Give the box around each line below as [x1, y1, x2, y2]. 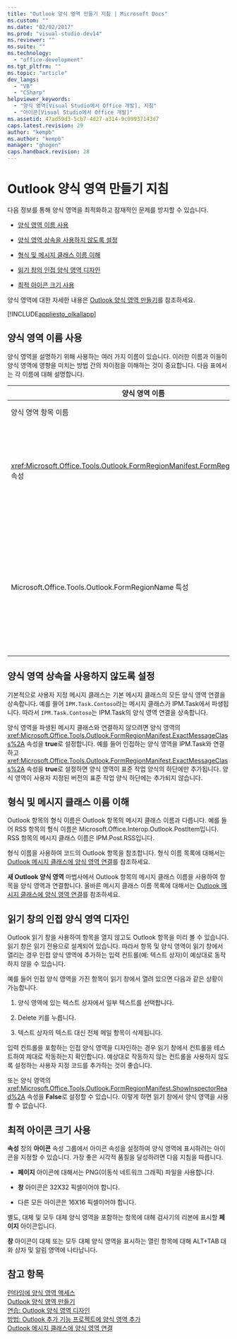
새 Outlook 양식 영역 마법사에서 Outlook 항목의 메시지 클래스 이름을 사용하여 [7, 873, 219, 881]
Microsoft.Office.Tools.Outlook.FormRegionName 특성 [11, 582, 189, 592]
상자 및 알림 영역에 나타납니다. [14, 1246, 98, 1254]
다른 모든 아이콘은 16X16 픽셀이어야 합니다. [17, 1198, 136, 1206]
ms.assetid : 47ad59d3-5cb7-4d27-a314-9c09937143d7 [7, 115, 159, 122]
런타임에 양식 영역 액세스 [7, 1288, 75, 1297]
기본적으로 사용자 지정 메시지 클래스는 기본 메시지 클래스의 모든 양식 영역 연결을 [7, 690, 226, 699]
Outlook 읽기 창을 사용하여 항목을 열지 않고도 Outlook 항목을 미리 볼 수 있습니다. [7, 933, 229, 942]
